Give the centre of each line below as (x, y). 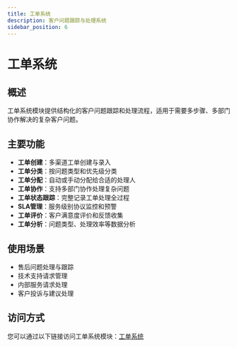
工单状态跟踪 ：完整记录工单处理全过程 (73, 198)
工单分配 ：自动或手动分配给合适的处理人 (76, 180)
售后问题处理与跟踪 (46, 267)
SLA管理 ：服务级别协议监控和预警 (67, 206)
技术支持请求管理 (42, 276)
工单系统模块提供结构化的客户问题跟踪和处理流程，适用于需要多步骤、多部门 (119, 111)
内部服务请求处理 (42, 284)
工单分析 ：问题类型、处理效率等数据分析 (76, 224)
